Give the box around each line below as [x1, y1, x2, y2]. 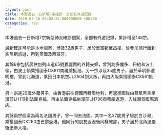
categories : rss [5, 20, 38, 26]
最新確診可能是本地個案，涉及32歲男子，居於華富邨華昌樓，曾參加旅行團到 [5, 45, 156, 51]
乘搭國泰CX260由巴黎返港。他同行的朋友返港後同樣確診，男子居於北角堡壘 [5, 119, 156, 125]
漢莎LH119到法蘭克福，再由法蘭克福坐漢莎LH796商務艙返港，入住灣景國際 [5, 96, 154, 102]
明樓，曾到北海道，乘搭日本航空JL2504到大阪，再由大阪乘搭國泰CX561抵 [5, 74, 154, 79]
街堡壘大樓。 [5, 125, 31, 131]
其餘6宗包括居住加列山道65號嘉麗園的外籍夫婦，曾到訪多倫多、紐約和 [5, 61, 145, 67]
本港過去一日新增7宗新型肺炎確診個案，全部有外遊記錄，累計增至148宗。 [5, 35, 152, 40]
